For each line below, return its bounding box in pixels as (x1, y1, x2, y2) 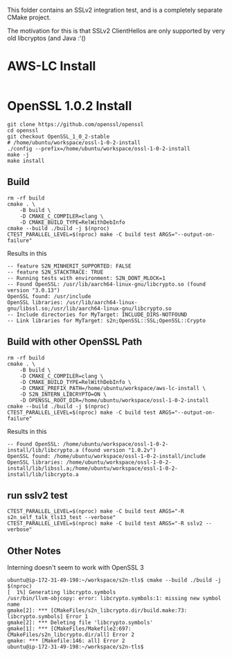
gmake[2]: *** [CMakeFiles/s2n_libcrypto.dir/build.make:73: (7, 607, 188, 614)
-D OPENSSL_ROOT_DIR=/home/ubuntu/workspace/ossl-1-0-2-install (19, 396, 209, 404)
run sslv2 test (7, 489, 68, 501)
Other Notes (7, 545, 61, 557)
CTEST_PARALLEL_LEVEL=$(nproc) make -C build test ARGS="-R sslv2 (7, 520, 203, 527)
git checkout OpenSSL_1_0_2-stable (7, 133, 110, 140)
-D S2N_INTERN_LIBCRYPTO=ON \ (19, 391, 107, 398)
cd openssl (7, 127, 39, 134)
